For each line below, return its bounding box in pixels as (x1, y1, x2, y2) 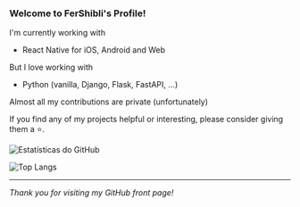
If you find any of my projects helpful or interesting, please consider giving (9, 114, 284, 125)
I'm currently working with (9, 28, 105, 38)
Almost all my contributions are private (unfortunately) (9, 96, 208, 107)
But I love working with (9, 62, 94, 73)
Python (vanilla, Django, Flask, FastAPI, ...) (21, 79, 179, 90)
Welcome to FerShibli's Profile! (9, 7, 146, 20)
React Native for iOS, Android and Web (21, 45, 166, 55)
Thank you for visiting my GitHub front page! (9, 187, 174, 198)
